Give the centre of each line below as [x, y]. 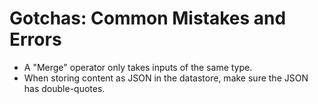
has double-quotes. [64, 88]
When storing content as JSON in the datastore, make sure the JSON [166, 78]
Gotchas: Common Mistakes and [148, 18]
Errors [35, 39]
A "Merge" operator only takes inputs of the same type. [138, 67]
